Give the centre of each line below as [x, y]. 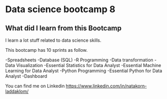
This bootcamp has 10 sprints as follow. [46, 50]
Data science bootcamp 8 [60, 9]
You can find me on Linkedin [35, 86]
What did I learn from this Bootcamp [63, 28]
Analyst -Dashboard [26, 76]
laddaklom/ [17, 91]
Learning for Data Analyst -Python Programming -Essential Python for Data [84, 71]
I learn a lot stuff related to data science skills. [53, 40]
